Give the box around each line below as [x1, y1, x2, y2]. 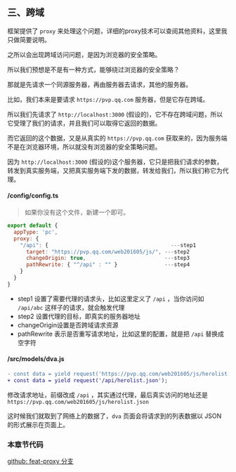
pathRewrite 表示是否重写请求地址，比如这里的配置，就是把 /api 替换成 [17, 329, 225, 338]
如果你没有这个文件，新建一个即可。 [24, 208, 130, 216]
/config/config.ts [7, 192, 59, 200]
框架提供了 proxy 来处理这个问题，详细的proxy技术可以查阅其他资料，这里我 [7, 27, 228, 35]
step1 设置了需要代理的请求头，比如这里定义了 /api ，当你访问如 [17, 294, 205, 303]
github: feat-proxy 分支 [7, 457, 74, 466]
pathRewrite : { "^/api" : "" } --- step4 [25, 261, 190, 268]
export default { [7, 222, 58, 230]
